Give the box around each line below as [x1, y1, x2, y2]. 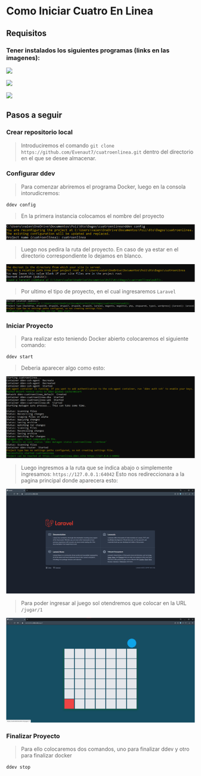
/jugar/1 [20, 607, 43, 613]
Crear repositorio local [6, 128, 73, 136]
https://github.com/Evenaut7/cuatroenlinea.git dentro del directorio [20, 148, 194, 155]
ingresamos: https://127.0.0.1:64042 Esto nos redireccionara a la [20, 471, 185, 478]
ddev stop [6, 764, 31, 771]
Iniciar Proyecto [6, 321, 53, 329]
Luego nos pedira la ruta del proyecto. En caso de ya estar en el [20, 246, 179, 253]
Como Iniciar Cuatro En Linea [6, 4, 154, 18]
